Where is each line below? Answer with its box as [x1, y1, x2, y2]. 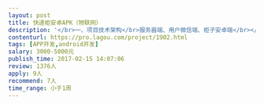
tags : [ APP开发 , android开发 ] [8, 41, 99, 48]
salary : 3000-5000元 [8, 48, 75, 56]
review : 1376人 [8, 63, 57, 70]
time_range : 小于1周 [8, 84, 72, 92]
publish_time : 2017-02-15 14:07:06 [8, 56, 125, 63]
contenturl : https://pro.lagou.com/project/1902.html [8, 33, 189, 41]
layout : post [8, 11, 51, 20]
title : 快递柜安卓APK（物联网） [8, 19, 102, 27]
